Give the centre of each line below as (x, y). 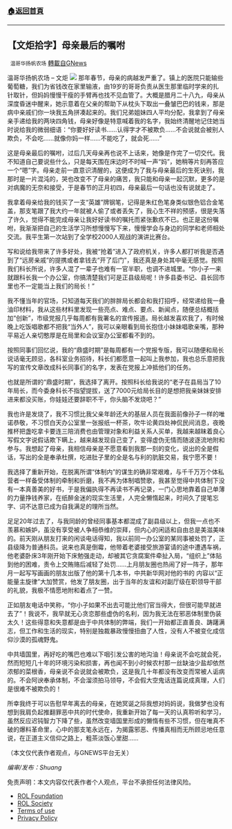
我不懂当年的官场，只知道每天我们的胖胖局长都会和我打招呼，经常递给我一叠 (116, 301)
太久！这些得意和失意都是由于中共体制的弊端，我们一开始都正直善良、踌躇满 (116, 622)
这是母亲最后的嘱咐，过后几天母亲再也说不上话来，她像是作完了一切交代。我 (116, 153)
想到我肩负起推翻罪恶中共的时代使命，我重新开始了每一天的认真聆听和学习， (116, 712)
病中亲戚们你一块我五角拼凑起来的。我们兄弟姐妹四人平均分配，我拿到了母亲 (116, 113)
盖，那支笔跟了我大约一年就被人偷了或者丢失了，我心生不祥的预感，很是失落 (116, 211)
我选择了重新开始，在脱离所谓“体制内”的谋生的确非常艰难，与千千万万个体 (113, 472)
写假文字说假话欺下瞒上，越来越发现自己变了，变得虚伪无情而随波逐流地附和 (116, 440)
